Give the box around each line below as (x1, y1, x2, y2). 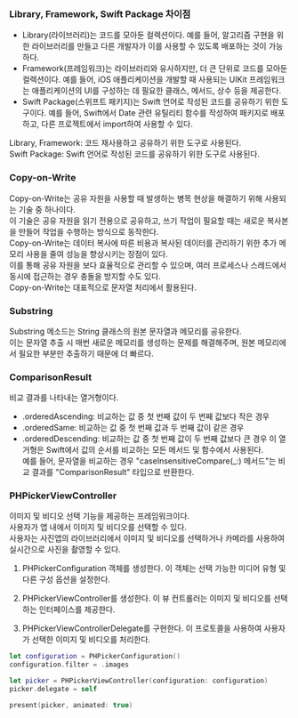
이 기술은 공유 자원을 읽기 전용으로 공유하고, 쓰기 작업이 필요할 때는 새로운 (9, 215, 265, 226)
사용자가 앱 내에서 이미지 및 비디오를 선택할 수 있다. (9, 522, 187, 533)
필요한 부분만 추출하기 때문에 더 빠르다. (18, 348, 154, 359)
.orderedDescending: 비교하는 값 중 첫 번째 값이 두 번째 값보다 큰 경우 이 (21, 433, 278, 444)
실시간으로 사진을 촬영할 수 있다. (9, 545, 122, 555)
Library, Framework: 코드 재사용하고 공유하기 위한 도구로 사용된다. (9, 138, 242, 149)
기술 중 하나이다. (18, 204, 76, 214)
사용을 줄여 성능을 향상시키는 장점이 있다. (25, 248, 169, 259)
